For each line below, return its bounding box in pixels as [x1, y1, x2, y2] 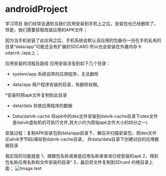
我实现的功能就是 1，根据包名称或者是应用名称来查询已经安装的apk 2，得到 [5, 153, 159, 159]
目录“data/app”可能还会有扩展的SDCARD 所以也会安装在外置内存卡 [5, 43, 142, 49]
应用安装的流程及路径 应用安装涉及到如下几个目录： [5, 60, 111, 66]
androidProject [5, 3, 68, 15]
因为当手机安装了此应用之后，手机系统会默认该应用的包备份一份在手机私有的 [5, 37, 162, 43]
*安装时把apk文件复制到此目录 [5, 92, 67, 98]
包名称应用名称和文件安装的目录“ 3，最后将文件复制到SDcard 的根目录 [5, 159, 149, 165]
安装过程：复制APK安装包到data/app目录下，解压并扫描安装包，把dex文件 [5, 130, 157, 136]
